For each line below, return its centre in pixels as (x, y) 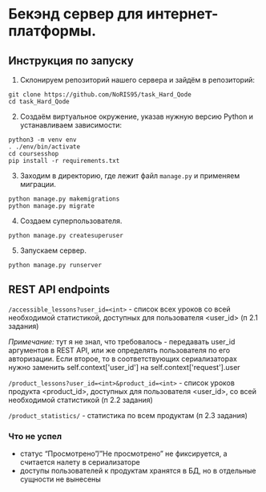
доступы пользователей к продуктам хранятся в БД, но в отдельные (138, 471)
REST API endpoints (59, 290)
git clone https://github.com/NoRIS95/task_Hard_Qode (100, 95)
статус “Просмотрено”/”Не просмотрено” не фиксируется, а (123, 453)
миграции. (38, 184)
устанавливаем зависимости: (71, 125)
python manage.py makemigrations (64, 199)
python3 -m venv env (43, 140)
